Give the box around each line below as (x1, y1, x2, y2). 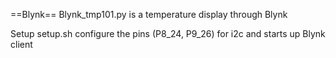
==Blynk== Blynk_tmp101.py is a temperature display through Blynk (10, 9, 288, 20)
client (10, 39, 33, 50)
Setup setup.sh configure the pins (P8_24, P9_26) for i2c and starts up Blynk (10, 28, 326, 39)
